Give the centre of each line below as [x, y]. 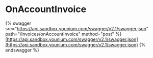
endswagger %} [22, 50]
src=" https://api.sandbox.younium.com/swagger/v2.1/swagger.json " [77, 28]
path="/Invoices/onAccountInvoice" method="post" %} [63, 34]
